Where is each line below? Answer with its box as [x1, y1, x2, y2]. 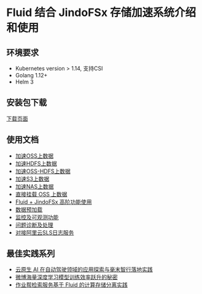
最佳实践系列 [6, 249, 55, 259]
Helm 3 [15, 78, 34, 85]
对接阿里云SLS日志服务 [15, 228, 74, 236]
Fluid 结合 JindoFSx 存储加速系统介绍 [6, 6, 196, 20]
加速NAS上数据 [15, 182, 54, 190]
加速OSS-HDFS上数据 [15, 167, 71, 175]
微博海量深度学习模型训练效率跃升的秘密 [15, 274, 118, 281]
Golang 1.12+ [15, 72, 48, 79]
